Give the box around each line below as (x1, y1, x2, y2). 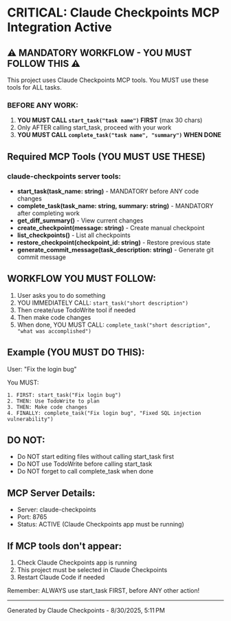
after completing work (16, 209, 80, 217)
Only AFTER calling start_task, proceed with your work (16, 123, 172, 132)
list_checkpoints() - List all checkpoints (16, 231, 131, 239)
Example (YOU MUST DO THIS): (7, 347, 145, 358)
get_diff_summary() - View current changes (16, 216, 144, 225)
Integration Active (7, 19, 112, 35)
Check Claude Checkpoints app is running (16, 558, 137, 567)
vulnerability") (7, 416, 54, 423)
